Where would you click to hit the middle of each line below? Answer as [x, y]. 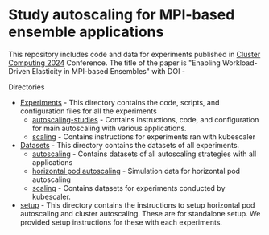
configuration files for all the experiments [88, 111]
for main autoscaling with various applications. [109, 128]
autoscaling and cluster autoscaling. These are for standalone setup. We [140, 213]
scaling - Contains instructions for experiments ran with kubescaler [144, 136]
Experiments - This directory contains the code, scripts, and [120, 102]
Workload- [240, 63]
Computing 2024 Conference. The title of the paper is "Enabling [115, 63]
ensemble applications [86, 32]
